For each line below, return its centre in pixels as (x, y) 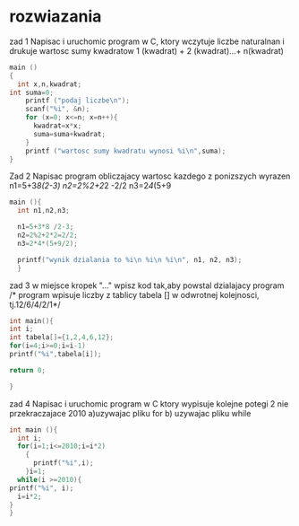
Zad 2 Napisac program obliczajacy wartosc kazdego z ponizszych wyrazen (150, 176)
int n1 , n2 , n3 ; (43, 211)
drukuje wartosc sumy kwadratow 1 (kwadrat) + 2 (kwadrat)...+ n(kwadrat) (147, 50)
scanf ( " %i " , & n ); (58, 110)
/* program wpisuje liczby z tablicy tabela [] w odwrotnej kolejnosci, (134, 294)
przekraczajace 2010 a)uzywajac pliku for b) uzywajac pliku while (130, 413)
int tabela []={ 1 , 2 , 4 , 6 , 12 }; (62, 338)
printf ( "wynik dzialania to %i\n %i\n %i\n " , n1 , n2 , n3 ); (130, 259)
